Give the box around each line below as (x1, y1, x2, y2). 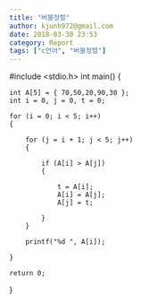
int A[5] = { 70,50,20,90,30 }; (9, 89, 129, 98)
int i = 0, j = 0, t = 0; (9, 96, 105, 106)
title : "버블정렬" (9, 13, 70, 22)
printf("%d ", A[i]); (25, 238, 105, 247)
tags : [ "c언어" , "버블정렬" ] (9, 47, 107, 56)
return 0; (9, 269, 46, 278)
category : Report (9, 38, 74, 48)
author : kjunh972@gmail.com (9, 22, 114, 30)
